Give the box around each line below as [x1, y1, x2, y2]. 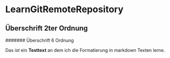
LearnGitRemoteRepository [5, 4, 124, 15]
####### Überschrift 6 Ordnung [5, 37, 74, 43]
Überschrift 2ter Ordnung [5, 24, 88, 33]
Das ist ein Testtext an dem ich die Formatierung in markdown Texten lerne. [5, 47, 165, 53]
